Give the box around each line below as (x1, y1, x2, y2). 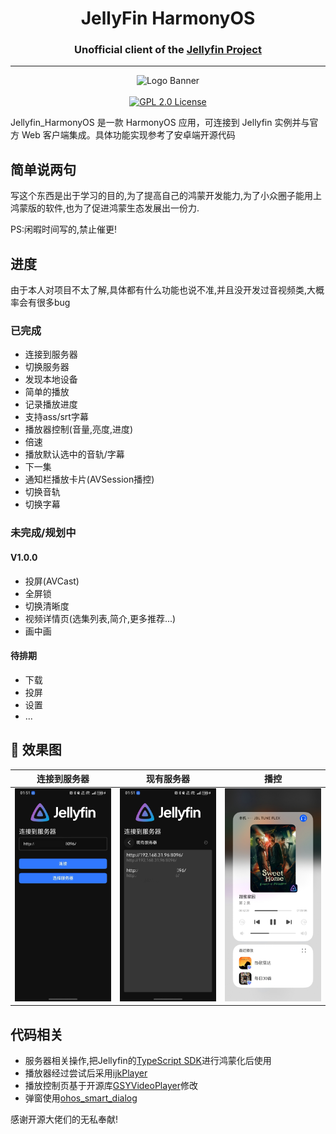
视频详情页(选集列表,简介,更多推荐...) (24, 612, 177, 624)
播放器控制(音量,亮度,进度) (24, 423, 134, 436)
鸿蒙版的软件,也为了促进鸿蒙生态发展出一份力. (10, 202, 200, 214)
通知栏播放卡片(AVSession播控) (24, 473, 155, 486)
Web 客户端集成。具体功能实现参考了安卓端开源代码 (21, 129, 236, 141)
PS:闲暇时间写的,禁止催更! (10, 223, 118, 236)
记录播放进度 (24, 398, 78, 411)
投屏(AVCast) (24, 575, 80, 587)
